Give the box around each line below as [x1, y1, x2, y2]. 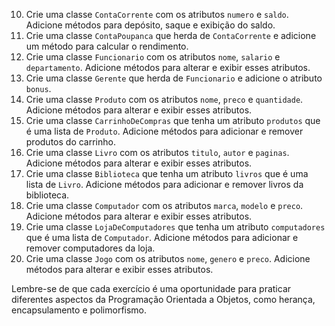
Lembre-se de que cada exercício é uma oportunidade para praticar [11, 283, 292, 294]
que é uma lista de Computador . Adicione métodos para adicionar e [25, 232, 299, 243]
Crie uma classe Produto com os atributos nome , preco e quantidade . [25, 94, 304, 105]
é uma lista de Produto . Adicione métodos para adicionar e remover [25, 125, 304, 137]
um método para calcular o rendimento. [25, 40, 189, 52]
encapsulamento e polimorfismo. [11, 304, 148, 316]
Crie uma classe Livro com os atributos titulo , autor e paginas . [25, 147, 290, 158]
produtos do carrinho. [25, 136, 116, 148]
